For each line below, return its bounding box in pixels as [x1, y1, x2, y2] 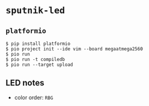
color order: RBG [14, 93, 53, 101]
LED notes [5, 78, 44, 88]
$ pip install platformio [5, 41, 70, 47]
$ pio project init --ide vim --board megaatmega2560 [5, 46, 144, 52]
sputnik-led [5, 5, 65, 16]
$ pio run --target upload [5, 62, 73, 68]
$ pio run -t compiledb [5, 56, 65, 62]
